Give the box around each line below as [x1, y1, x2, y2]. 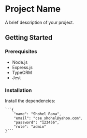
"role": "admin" [14, 124, 47, 129]
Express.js [12, 64, 33, 70]
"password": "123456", [14, 120, 59, 125]
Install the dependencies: [5, 98, 56, 103]
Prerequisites [5, 48, 37, 55]
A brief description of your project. [5, 19, 74, 25]
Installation [5, 86, 32, 93]
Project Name [5, 3, 61, 15]
